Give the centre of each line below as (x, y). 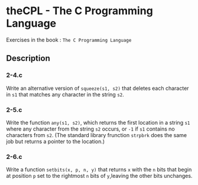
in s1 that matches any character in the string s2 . (65, 94)
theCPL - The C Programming (80, 11)
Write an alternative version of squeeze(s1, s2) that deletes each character (98, 88)
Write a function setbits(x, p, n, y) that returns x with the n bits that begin (99, 170)
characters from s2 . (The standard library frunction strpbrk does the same (97, 135)
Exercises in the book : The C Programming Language (69, 40)
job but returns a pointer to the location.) (56, 141)
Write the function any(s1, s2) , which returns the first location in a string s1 (98, 122)
